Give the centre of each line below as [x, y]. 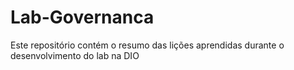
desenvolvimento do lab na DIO [75, 55]
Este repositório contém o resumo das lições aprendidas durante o [147, 45]
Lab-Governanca [82, 17]
